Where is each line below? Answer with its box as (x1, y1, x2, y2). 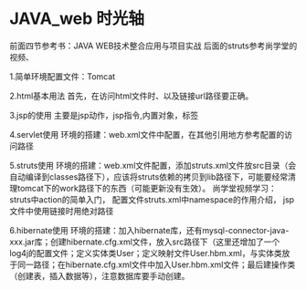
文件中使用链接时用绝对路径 (9, 205, 114, 216)
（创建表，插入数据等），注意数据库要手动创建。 (9, 270, 190, 281)
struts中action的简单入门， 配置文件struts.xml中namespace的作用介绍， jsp (9, 193, 295, 205)
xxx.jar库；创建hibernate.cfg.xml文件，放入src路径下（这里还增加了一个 (9, 236, 280, 247)
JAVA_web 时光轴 (9, 8, 144, 29)
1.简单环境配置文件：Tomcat (9, 70, 116, 82)
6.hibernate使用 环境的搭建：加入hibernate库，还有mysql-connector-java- (9, 224, 290, 235)
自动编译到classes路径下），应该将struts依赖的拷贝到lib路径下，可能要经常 (9, 171, 289, 182)
